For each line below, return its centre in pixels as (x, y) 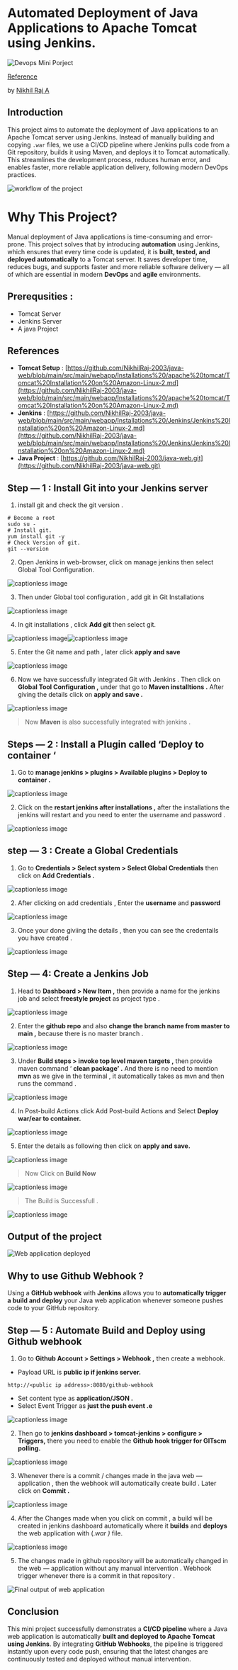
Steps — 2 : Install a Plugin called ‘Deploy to (106, 744)
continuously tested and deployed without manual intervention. (99, 1659)
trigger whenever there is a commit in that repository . (96, 1576)
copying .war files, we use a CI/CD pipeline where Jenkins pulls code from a (119, 144)
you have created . (45, 938)
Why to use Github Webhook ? (75, 1276)
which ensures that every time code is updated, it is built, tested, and (109, 251)
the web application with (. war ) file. (70, 1533)
